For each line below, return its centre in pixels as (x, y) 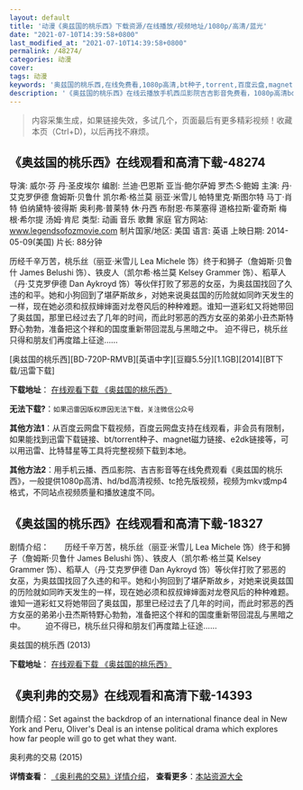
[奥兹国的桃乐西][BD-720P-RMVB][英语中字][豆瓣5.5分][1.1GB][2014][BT (142, 359)
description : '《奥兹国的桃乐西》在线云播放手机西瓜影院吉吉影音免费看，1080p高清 (148, 93)
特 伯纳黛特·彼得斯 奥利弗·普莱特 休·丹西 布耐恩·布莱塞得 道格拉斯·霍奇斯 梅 (148, 208)
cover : (22, 69)
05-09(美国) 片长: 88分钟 (56, 242)
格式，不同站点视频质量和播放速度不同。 (84, 492)
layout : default (40, 18)
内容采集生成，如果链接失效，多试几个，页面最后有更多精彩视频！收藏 (162, 120)
